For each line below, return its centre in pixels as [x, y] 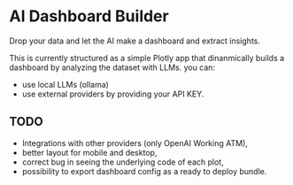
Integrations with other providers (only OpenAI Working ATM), [135, 143]
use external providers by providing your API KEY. [113, 94]
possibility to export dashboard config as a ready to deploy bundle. [144, 171]
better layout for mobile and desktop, [89, 152]
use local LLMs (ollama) [65, 84]
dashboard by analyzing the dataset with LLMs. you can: [112, 67]
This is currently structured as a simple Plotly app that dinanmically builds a [147, 58]
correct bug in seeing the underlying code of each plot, [123, 162]
